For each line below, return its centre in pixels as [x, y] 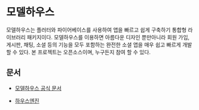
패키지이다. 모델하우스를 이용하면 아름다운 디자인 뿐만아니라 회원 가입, [108, 37]
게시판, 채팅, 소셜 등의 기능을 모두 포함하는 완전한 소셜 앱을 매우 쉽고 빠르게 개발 [99, 45]
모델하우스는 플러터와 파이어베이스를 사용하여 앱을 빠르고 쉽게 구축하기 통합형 [97, 30]
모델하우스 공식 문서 [38, 88]
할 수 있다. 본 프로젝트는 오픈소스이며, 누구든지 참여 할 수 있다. [79, 52]
